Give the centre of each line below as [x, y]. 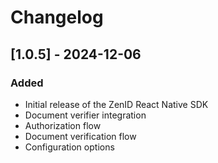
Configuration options [69, 147]
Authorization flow [63, 125]
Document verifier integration [85, 115]
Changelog [57, 17]
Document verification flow [80, 136]
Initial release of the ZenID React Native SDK [116, 104]
